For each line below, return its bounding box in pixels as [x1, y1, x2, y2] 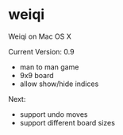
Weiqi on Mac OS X [8, 32, 71, 41]
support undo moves [19, 109, 88, 119]
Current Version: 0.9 [8, 47, 75, 56]
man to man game [19, 62, 79, 72]
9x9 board [19, 70, 54, 80]
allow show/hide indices [19, 79, 99, 88]
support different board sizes [19, 118, 115, 127]
